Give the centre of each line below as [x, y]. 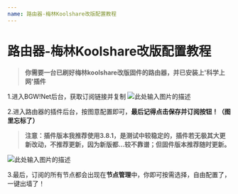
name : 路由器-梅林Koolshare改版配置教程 [62, 14]
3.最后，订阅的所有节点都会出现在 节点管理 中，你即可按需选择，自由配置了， [119, 174]
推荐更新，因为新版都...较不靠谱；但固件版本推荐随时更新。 [143, 144]
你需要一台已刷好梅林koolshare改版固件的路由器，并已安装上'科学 [121, 72]
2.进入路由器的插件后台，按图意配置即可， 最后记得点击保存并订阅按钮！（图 [119, 112]
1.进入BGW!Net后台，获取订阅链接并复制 [67, 96]
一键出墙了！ [26, 183]
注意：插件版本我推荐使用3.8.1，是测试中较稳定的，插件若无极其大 [122, 135]
